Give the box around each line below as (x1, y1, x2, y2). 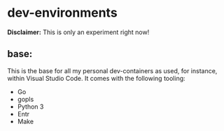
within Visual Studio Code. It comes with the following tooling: (7, 74, 185, 82)
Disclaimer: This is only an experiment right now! (7, 28, 150, 36)
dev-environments (7, 5, 118, 21)
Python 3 (17, 102, 44, 111)
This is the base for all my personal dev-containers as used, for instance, (7, 66, 218, 75)
